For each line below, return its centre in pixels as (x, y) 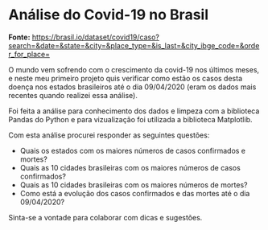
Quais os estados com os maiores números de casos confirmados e (133, 150)
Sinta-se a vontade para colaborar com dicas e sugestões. (105, 217)
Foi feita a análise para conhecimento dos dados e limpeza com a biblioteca (134, 111)
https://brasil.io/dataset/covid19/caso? (95, 37)
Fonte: (19, 37)
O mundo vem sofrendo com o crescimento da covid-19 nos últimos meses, (134, 69)
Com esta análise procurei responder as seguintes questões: (109, 135)
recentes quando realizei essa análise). (73, 95)
